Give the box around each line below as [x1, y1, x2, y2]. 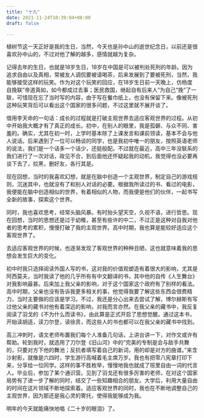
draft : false [6, 20, 39, 26]
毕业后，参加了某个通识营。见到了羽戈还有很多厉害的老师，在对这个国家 [16, 369, 198, 377]
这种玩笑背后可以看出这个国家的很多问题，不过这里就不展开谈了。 [6, 102, 171, 109]
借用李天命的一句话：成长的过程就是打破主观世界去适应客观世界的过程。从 [6, 114, 192, 122]
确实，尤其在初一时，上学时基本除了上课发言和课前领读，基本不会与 [22, 130, 192, 137]
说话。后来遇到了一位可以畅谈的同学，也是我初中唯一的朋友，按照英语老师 [11, 138, 198, 145]
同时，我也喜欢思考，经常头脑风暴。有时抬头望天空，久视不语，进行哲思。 [6, 209, 192, 216]
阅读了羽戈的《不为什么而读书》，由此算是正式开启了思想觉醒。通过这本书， [6, 311, 195, 318]
